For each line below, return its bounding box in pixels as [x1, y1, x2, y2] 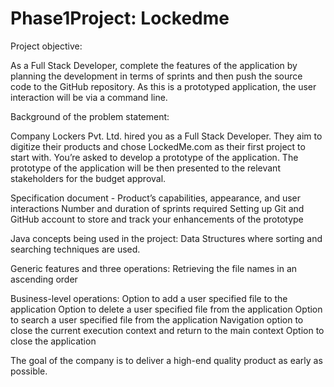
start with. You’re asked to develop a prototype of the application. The [10, 151, 299, 163]
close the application [10, 335, 97, 347]
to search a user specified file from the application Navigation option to [10, 313, 304, 326]
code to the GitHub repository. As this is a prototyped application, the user [10, 80, 317, 92]
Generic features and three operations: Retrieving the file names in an [10, 262, 298, 274]
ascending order [10, 273, 78, 285]
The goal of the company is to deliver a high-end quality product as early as [10, 354, 323, 366]
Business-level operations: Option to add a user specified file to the [10, 292, 288, 304]
